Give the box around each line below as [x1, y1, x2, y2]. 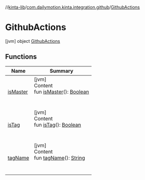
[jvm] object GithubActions [5, 38, 60, 44]
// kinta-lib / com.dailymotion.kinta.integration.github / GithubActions [5, 4, 141, 10]
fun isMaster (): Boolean [34, 88, 89, 95]
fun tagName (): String [34, 154, 86, 161]
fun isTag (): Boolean [34, 121, 81, 128]
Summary [49, 67, 74, 74]
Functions [5, 52, 37, 61]
